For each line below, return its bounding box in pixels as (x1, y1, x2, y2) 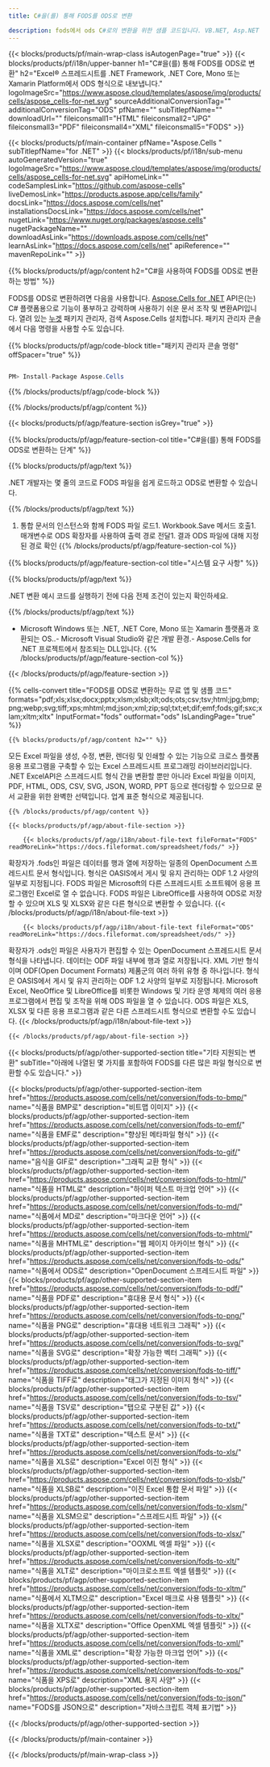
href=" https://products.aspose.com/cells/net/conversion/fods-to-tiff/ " (8, 1365, 242, 1375)
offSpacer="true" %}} (8, 349, 81, 360)
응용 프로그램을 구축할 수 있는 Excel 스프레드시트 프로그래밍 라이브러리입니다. (8, 761, 252, 771)
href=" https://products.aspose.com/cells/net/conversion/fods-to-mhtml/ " (8, 1229, 253, 1239)
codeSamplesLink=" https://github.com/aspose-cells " (8, 180, 185, 190)
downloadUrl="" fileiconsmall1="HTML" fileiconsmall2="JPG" (8, 113, 211, 123)
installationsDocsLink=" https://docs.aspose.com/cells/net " (8, 206, 204, 216)
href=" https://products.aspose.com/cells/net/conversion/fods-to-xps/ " (8, 1666, 244, 1676)
